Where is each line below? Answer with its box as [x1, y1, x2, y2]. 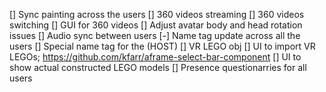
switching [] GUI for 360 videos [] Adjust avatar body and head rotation [9, 19, 303, 31]
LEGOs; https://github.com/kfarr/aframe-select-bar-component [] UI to [9, 51, 302, 63]
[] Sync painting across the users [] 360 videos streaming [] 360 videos [9, 9, 305, 20]
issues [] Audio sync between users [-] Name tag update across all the [9, 30, 301, 41]
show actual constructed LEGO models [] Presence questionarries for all [9, 62, 307, 73]
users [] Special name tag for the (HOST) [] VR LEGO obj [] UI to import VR [9, 40, 316, 52]
